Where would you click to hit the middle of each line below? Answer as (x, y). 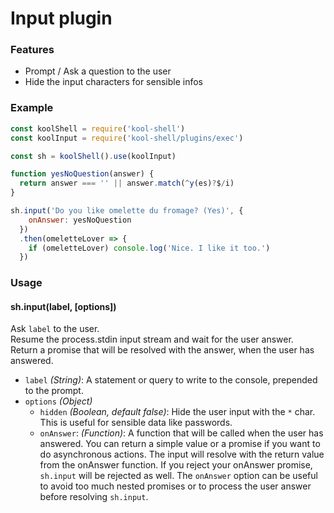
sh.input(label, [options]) (63, 306)
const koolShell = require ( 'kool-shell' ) (98, 128)
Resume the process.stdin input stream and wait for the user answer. (152, 339)
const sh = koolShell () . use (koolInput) (93, 156)
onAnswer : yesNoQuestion (80, 220)
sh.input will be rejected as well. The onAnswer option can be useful (178, 476)
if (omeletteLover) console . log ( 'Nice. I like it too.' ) (149, 248)
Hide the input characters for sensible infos (113, 82)
